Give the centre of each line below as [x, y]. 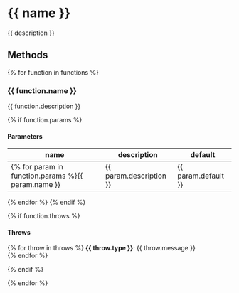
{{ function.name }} [42, 90]
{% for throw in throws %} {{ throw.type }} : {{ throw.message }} [101, 248]
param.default [201, 176]
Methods [28, 55]
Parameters [25, 136]
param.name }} [36, 185]
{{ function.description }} [44, 106]
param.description [136, 176]
